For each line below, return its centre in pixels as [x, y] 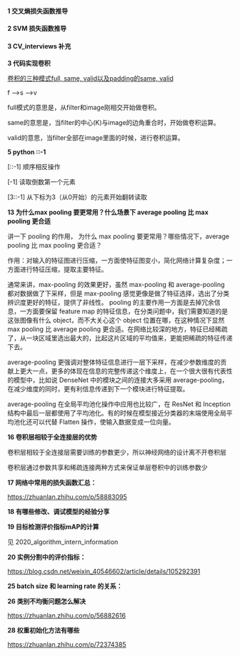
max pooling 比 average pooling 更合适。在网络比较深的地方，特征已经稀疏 [117, 329]
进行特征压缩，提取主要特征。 [64, 269]
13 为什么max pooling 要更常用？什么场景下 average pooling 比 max [108, 212]
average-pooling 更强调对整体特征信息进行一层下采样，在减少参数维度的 [114, 362]
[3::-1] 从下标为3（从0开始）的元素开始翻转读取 [77, 197]
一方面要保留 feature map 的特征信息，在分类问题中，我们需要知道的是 [124, 311]
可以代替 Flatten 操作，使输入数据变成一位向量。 [103, 422]
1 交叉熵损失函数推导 [38, 11]
